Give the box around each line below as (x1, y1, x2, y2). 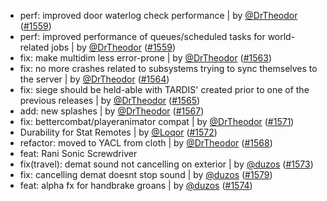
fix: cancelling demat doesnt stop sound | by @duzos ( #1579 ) (19, 169, 273, 180)
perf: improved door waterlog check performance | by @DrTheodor (19, 10, 298, 21)
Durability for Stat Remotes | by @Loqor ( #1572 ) (19, 126, 218, 138)
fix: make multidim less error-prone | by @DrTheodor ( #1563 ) (19, 52, 273, 64)
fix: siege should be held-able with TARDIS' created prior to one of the (19, 84, 310, 95)
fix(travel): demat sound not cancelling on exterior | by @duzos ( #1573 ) (19, 158, 314, 170)
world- (267, 31, 296, 42)
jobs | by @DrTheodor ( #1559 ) (51, 41, 176, 53)
